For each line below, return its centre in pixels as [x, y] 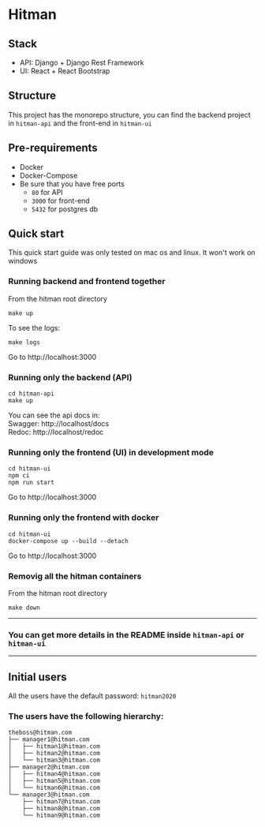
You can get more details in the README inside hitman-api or [126, 634]
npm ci [19, 476]
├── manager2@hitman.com [49, 767]
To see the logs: [34, 327]
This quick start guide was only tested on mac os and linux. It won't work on [132, 253]
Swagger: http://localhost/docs [59, 424]
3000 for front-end [61, 200]
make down [24, 608]
